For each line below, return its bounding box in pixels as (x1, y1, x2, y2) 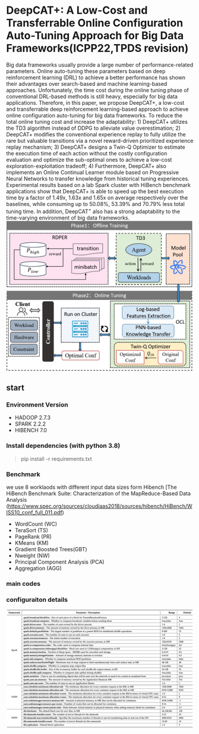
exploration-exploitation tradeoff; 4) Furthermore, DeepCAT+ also (6, 162, 166, 170)
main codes (6, 579, 40, 588)
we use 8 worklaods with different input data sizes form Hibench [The (6, 483, 177, 491)
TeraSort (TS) (14, 526, 49, 533)
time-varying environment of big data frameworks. (6, 214, 130, 221)
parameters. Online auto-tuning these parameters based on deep (6, 67, 166, 74)
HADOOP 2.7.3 (14, 414, 51, 421)
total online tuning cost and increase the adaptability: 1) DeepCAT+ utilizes (6, 118, 188, 125)
